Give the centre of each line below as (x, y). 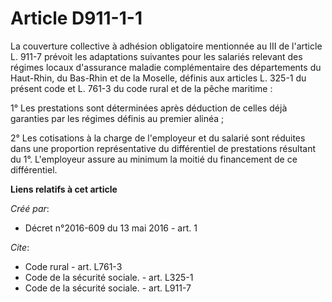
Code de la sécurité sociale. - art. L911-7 (108, 288)
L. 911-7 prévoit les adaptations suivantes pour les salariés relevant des (156, 56)
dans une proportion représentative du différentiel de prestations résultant (163, 148)
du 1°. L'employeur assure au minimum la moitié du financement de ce (154, 159)
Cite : (20, 247)
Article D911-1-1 (76, 18)
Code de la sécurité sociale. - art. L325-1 (109, 277)
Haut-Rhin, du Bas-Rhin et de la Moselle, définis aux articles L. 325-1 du (158, 78)
